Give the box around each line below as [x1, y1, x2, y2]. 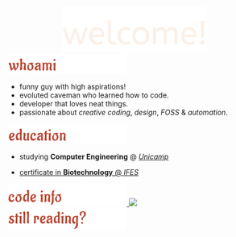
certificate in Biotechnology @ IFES [19, 168, 139, 177]
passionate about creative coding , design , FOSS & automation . [19, 107, 229, 117]
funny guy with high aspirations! [19, 82, 126, 91]
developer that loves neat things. [19, 99, 129, 108]
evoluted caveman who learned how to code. [19, 90, 170, 100]
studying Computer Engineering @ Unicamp [19, 152, 169, 161]
